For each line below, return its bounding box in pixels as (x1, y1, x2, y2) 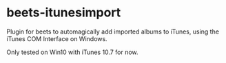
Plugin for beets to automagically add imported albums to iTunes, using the (6, 27, 220, 36)
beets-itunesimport (6, 5, 121, 21)
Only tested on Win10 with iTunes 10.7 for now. (6, 48, 138, 56)
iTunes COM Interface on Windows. (6, 34, 107, 42)
